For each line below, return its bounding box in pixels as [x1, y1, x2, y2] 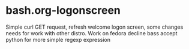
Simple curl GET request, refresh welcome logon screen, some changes [5, 23, 184, 30]
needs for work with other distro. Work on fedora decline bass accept [5, 29, 178, 36]
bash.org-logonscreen [5, 4, 121, 17]
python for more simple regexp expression [5, 36, 110, 43]
